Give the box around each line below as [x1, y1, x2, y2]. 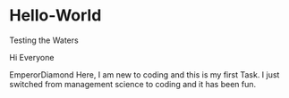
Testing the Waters [9, 35, 79, 45]
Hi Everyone [9, 52, 55, 62]
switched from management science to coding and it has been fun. [9, 78, 257, 89]
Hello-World [9, 5, 102, 26]
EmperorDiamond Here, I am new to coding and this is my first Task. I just [9, 69, 280, 80]
